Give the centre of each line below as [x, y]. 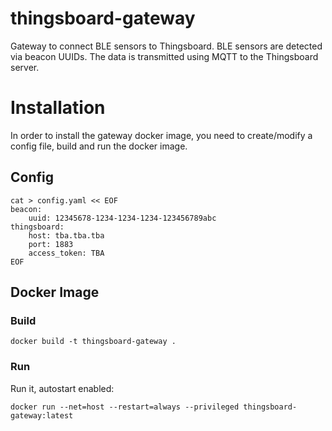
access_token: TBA [66, 253]
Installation [58, 108]
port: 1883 [51, 244]
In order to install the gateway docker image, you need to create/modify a [161, 135]
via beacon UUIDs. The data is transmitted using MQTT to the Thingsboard [164, 56]
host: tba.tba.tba [66, 235]
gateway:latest [42, 415]
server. [25, 67]
